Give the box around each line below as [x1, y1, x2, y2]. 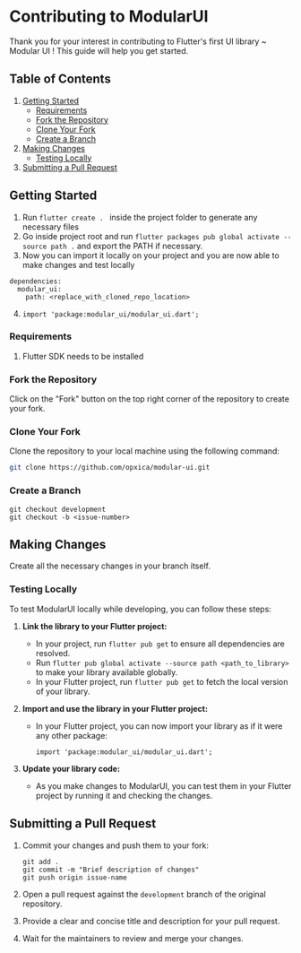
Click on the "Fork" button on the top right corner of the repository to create [9, 394, 289, 404]
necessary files [21, 221, 79, 232]
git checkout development [9, 505, 106, 514]
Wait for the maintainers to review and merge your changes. [21, 932, 244, 943]
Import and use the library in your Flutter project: [21, 703, 209, 714]
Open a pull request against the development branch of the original [21, 888, 266, 899]
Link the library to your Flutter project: [21, 620, 168, 631]
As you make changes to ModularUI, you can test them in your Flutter [35, 780, 292, 791]
